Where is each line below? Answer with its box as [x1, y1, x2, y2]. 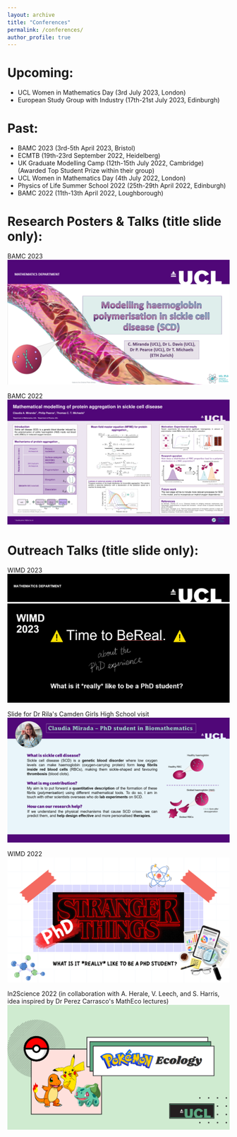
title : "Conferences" [7, 18, 71, 26]
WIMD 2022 [7, 850, 42, 858]
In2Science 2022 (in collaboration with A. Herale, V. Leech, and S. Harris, [7, 989, 220, 998]
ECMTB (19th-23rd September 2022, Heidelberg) [17, 152, 161, 160]
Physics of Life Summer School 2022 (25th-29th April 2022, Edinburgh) [17, 181, 226, 190]
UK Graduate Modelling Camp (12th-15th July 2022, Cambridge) [17, 159, 205, 167]
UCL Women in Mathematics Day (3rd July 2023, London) [17, 88, 186, 97]
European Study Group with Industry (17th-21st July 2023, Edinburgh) [17, 96, 220, 104]
